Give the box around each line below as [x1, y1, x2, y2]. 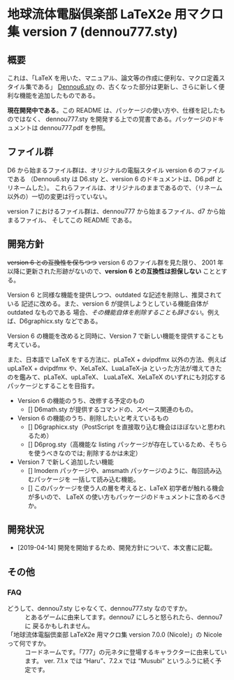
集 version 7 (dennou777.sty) [7, 24, 178, 40]
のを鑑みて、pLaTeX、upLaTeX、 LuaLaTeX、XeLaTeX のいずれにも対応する [7, 372, 226, 381]
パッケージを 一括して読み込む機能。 [34, 475, 140, 483]
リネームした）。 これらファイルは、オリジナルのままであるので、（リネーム [7, 183, 223, 192]
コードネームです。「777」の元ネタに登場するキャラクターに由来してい [24, 648, 227, 656]
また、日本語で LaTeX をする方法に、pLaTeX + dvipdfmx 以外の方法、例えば [7, 355, 227, 364]
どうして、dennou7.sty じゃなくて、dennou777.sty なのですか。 [7, 604, 191, 613]
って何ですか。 [7, 639, 50, 648]
